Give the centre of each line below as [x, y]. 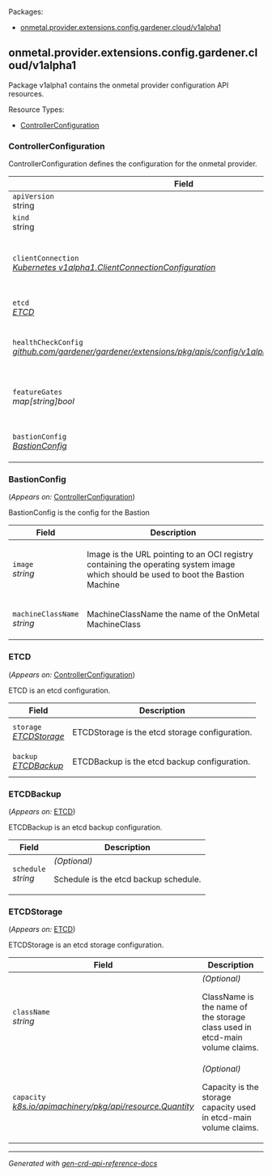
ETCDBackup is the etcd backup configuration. [161, 762]
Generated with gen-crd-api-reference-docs [83, 1164]
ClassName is [228, 997]
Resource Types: [36, 109]
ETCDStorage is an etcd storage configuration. [86, 945]
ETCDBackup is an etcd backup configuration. [85, 827]
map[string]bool [44, 401]
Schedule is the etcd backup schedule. [127, 879]
